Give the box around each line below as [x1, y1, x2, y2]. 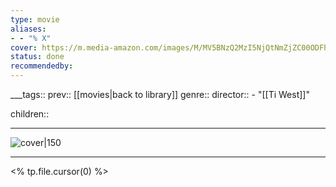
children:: [10, 108, 50, 120]
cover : [10, 42, 38, 53]
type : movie [10, 14, 60, 25]
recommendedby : [10, 61, 74, 71]
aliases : [10, 24, 47, 34]
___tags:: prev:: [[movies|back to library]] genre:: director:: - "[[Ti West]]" [10, 89, 310, 100]
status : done [10, 52, 65, 62]
